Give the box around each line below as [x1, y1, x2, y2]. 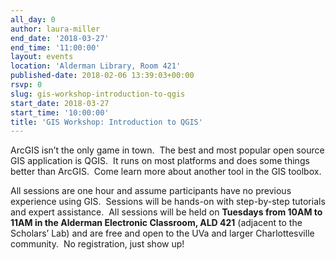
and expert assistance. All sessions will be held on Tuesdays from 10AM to [10, 206, 323, 218]
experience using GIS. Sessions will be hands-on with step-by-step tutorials [10, 196, 326, 208]
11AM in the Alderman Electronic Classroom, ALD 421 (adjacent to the [10, 217, 303, 229]
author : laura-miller [10, 24, 101, 34]
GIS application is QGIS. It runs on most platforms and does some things [10, 155, 310, 167]
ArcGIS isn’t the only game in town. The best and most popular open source [10, 144, 325, 156]
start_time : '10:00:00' [10, 107, 110, 118]
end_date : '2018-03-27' [10, 33, 110, 43]
